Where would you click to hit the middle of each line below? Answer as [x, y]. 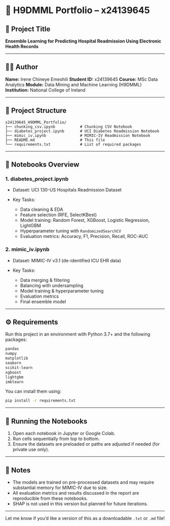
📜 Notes [18, 470]
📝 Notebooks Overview [42, 164]
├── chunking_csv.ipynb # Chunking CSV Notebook [69, 127]
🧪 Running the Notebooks [46, 421]
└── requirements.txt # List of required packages [73, 144]
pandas [12, 349]
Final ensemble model [43, 301]
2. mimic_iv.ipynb [27, 250]
